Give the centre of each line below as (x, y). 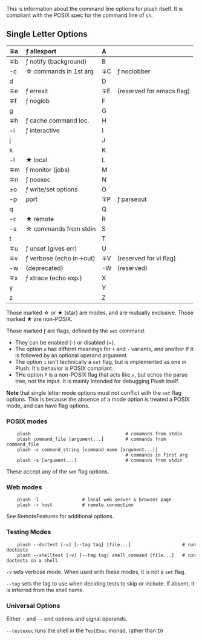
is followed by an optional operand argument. (71, 355)
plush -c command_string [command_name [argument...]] (88, 450)
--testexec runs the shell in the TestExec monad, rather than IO (85, 630)
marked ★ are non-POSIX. (39, 319)
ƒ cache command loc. (57, 120)
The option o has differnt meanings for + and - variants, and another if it (104, 349)
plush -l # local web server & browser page (94, 500)
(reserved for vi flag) (147, 258)
